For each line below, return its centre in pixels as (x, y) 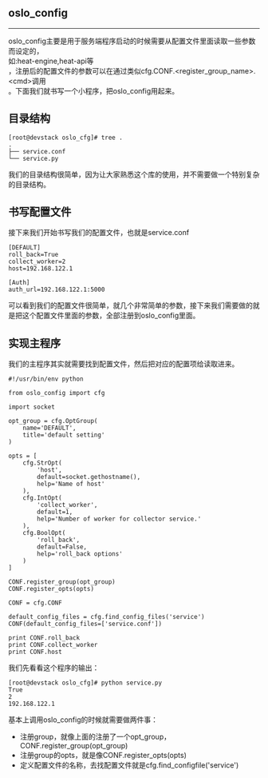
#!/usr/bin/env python (46, 379)
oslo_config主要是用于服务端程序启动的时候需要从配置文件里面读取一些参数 (132, 41)
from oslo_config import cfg (57, 393)
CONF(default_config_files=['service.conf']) (85, 624)
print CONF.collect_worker (53, 645)
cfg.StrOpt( (42, 463)
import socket (32, 407)
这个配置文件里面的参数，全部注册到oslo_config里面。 (111, 316)
